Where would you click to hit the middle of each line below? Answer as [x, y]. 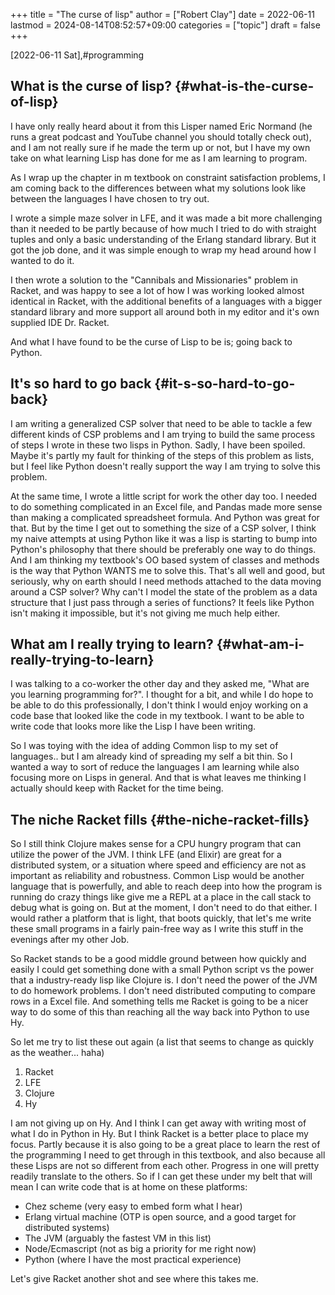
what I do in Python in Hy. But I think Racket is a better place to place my [159, 1134]
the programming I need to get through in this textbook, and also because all [168, 1155]
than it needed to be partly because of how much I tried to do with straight [163, 228]
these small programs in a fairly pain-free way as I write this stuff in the [157, 929]
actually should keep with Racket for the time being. [117, 788]
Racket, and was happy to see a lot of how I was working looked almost [157, 290]
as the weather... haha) [57, 1053]
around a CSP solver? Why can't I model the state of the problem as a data [164, 591]
